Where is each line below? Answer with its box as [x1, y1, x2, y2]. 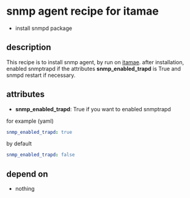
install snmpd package [15, 24, 72, 32]
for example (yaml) [6, 117, 54, 125]
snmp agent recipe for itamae [6, 4, 159, 18]
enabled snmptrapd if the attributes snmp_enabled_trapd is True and [6, 65, 181, 72]
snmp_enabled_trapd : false [6, 152, 75, 158]
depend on [6, 169, 48, 179]
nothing [15, 185, 35, 193]
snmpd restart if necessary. [6, 71, 76, 79]
